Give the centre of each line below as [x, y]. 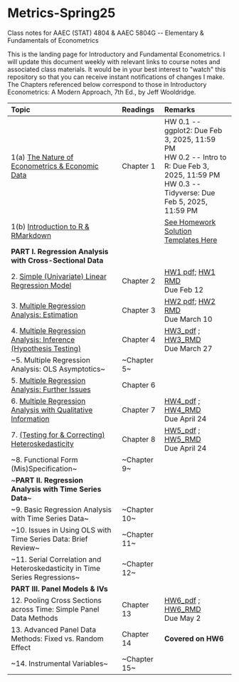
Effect [21, 647]
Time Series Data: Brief [49, 539]
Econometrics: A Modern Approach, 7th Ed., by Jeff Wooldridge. [102, 92]
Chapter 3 [139, 310]
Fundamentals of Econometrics [53, 40]
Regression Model [41, 285]
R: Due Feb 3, [187, 166]
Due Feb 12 [184, 290]
